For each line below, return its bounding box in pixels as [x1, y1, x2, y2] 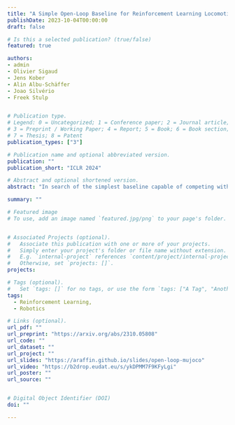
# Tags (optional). [7, 279, 64, 286]
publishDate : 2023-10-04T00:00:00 [7, 17, 108, 24]
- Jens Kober [7, 74, 45, 81]
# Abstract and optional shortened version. [7, 177, 139, 184]
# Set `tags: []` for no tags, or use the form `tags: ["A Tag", [7, 285, 208, 292]
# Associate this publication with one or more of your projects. [7, 240, 211, 247]
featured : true [7, 43, 52, 50]
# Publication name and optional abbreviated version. [7, 151, 171, 158]
